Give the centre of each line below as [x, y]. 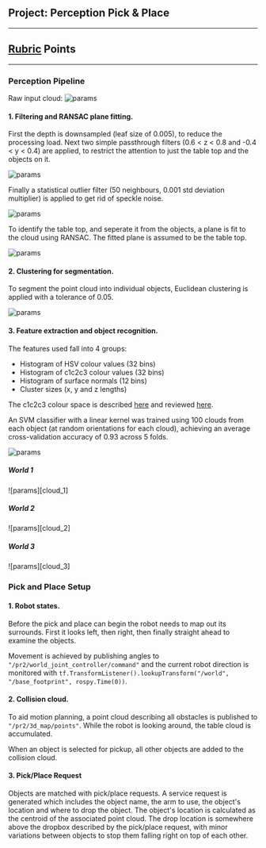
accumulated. [30, 734]
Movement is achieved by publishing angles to [84, 656]
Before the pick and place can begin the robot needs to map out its [118, 624]
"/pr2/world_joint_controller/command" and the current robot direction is [129, 664]
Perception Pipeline [47, 81]
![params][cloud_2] [40, 528]
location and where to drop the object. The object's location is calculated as [132, 810]
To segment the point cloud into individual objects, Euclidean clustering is [128, 289]
